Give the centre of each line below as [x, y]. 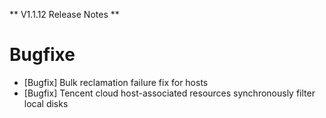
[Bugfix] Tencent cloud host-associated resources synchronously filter [169, 93]
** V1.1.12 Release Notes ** [64, 14]
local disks [46, 103]
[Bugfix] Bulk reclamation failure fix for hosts [116, 82]
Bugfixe [42, 55]
